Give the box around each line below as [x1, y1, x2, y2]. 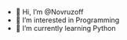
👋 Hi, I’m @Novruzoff [15, 8, 84, 16]
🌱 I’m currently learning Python [15, 24, 116, 32]
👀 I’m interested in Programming [15, 15, 120, 25]
